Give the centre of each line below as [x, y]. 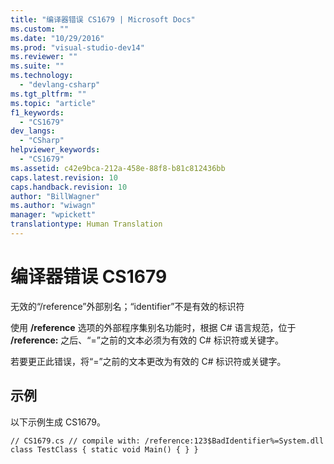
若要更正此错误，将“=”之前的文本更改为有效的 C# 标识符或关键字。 [148, 361]
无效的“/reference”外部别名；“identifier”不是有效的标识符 [127, 306]
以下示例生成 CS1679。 [58, 422]
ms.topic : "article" [53, 103]
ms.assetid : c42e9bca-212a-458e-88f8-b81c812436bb [118, 168]
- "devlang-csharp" [60, 85]
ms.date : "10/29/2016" [57, 38]
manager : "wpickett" [53, 215]
